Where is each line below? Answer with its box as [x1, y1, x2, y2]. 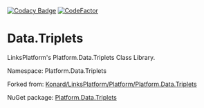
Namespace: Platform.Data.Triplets [7, 66, 107, 75]
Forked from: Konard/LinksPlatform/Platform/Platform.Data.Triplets [7, 80, 197, 88]
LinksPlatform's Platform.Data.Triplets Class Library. [7, 53, 156, 61]
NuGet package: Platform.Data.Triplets [7, 93, 118, 101]
